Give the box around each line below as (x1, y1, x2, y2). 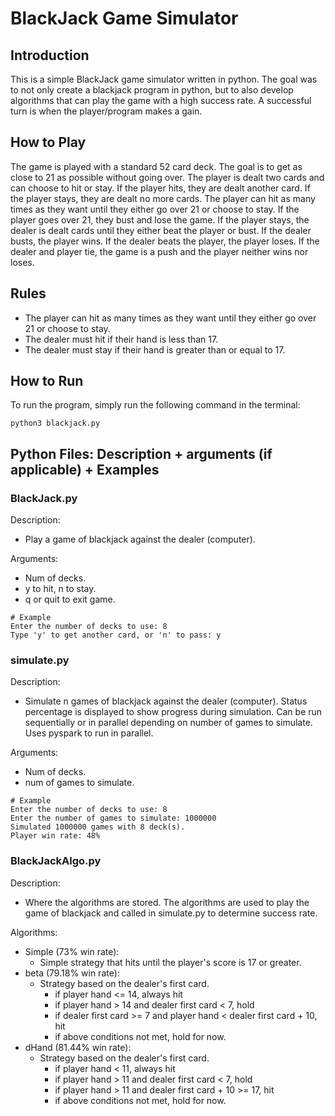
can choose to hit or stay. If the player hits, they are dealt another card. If (10, 182, 311, 194)
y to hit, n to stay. (24, 583, 97, 595)
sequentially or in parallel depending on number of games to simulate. (24, 717, 313, 729)
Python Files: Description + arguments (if (10, 445, 273, 462)
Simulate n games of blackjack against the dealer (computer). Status (24, 695, 308, 707)
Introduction (10, 47, 90, 64)
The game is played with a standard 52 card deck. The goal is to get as (10, 160, 303, 172)
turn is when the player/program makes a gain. (10, 105, 203, 117)
